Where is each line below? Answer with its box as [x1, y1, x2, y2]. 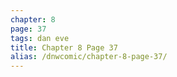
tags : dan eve [10, 33, 70, 43]
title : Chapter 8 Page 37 [10, 42, 118, 53]
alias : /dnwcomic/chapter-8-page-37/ [10, 52, 168, 62]
